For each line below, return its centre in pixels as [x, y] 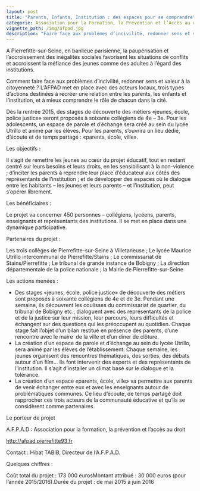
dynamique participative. [37, 227]
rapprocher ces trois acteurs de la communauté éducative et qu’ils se [100, 400]
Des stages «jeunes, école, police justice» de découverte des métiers [100, 293]
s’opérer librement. [29, 192]
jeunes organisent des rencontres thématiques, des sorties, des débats [102, 356]
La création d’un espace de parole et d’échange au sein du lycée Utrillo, [103, 343]
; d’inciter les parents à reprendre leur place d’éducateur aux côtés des [93, 173]
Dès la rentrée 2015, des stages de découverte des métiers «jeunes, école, [98, 112]
